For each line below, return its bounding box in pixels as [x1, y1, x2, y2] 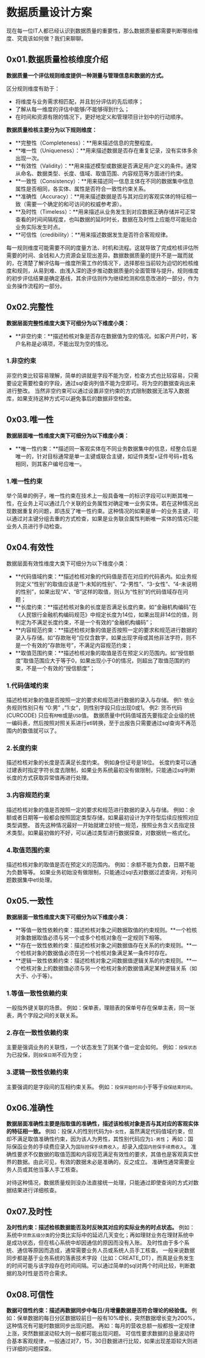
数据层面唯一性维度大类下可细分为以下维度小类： [6, 432, 129, 439]
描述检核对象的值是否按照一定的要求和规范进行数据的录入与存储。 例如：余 [6, 806, 195, 813]
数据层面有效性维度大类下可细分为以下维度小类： [6, 560, 129, 567]
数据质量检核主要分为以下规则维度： [6, 126, 98, 133]
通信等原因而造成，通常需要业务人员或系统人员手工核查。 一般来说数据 [16, 1247, 195, 1254]
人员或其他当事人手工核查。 [11, 1166, 81, 1173]
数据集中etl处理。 [11, 876, 56, 883]
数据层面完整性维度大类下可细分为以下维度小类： [6, 319, 129, 326]
